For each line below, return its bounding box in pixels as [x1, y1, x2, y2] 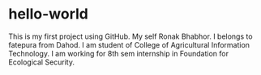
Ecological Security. [8, 57, 75, 67]
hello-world [8, 5, 89, 23]
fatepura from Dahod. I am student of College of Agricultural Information [8, 40, 250, 49]
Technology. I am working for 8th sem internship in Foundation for [8, 48, 229, 58]
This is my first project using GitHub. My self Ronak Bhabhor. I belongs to [8, 31, 253, 41]
